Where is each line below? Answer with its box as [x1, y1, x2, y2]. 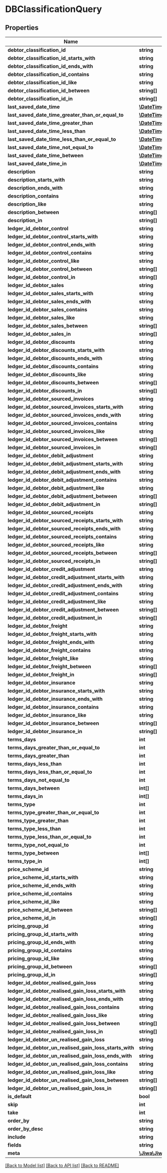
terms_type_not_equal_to [7, 842, 69, 848]
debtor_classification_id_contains [7, 71, 89, 78]
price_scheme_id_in [7, 914, 56, 921]
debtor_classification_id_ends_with [7, 63, 93, 69]
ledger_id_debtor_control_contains [7, 250, 92, 256]
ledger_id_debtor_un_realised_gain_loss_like [7, 1069, 116, 1075]
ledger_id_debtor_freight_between [7, 663, 91, 670]
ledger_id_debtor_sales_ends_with [7, 298, 91, 305]
